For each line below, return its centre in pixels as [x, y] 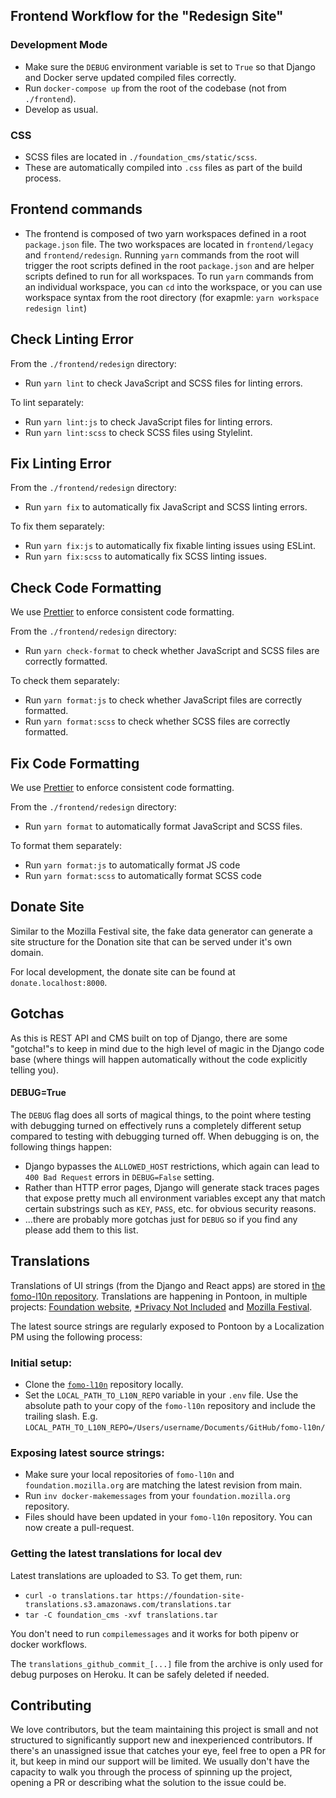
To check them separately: [65, 681]
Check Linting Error [72, 339]
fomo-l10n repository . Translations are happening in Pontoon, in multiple [159, 1296]
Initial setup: [41, 1362]
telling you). [34, 1070]
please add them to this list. [81, 1230]
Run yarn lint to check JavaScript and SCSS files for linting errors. [163, 383]
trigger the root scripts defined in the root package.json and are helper [169, 265]
